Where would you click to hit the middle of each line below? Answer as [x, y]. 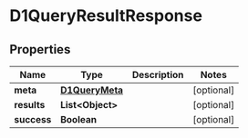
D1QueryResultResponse [106, 16]
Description [158, 75]
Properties [40, 49]
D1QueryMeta [92, 90]
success [33, 119]
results [30, 105]
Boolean [79, 119]
